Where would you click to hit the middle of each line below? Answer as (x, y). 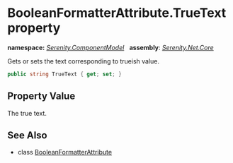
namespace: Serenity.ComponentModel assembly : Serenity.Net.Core (110, 47)
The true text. (27, 113)
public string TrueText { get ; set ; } (64, 74)
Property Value (41, 96)
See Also (27, 135)
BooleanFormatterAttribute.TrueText (117, 13)
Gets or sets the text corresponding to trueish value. (84, 61)
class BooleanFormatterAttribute (64, 152)
